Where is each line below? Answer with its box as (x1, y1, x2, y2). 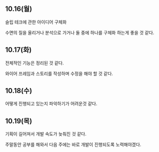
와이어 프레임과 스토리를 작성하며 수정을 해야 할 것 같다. (5, 70, 113, 76)
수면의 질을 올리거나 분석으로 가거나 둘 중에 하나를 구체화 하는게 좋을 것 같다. (5, 29, 154, 35)
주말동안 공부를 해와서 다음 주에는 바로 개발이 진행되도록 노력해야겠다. (5, 141, 141, 147)
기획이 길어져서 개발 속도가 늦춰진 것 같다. (5, 131, 86, 137)
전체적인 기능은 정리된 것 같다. (5, 59, 64, 66)
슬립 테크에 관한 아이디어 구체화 (5, 19, 67, 25)
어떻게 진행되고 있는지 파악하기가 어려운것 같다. (5, 100, 97, 106)
